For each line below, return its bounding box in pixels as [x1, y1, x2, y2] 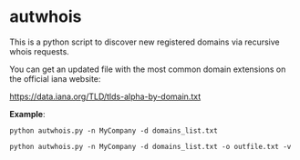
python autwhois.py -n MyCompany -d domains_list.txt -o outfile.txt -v [9, 142, 292, 151]
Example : [9, 108, 46, 119]
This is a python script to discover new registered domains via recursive [9, 36, 280, 47]
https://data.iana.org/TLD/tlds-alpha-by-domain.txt [9, 91, 202, 102]
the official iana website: [9, 73, 101, 84]
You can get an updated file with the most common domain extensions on [9, 64, 286, 75]
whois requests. [9, 45, 70, 56]
